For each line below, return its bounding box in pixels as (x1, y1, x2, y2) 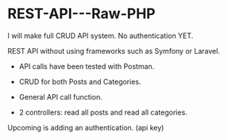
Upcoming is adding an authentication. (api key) (7, 123, 164, 132)
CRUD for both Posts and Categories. (18, 77, 141, 86)
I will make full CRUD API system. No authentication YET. (7, 31, 194, 40)
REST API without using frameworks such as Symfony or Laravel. (7, 46, 220, 55)
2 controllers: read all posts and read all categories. (18, 108, 187, 117)
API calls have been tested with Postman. (18, 61, 155, 71)
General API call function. (18, 92, 102, 101)
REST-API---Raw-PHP (7, 5, 156, 23)
